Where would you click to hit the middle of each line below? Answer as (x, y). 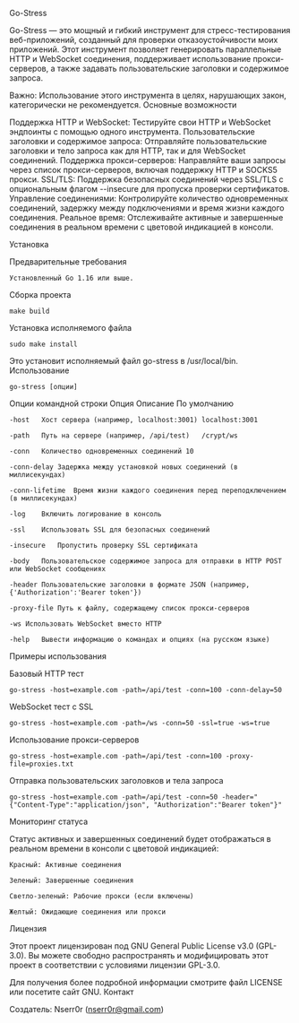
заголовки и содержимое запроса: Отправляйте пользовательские (138, 141)
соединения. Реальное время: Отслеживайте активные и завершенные (146, 217)
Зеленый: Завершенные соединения (72, 880)
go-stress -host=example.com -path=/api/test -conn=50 (114, 797)
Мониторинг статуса (49, 821)
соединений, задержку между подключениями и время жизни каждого (147, 208)
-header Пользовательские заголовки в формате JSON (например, (130, 585)
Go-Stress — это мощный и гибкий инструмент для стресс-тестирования (150, 30)
